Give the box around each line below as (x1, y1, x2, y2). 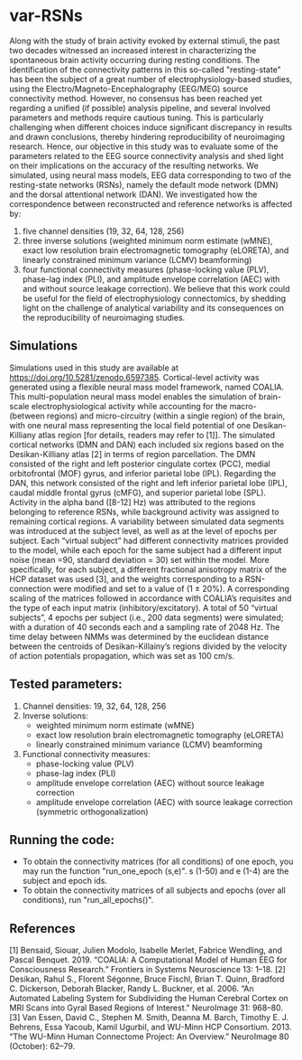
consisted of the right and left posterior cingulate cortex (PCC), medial (9, 458, 270, 469)
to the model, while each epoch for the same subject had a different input (9, 544, 282, 556)
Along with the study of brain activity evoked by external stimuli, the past (9, 35, 280, 46)
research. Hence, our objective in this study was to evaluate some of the (9, 141, 279, 152)
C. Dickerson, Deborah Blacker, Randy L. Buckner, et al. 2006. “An (9, 983, 254, 994)
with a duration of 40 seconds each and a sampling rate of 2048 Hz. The (9, 621, 280, 633)
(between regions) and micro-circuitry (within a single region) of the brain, (9, 410, 286, 421)
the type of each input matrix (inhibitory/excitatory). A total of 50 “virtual (9, 602, 278, 613)
